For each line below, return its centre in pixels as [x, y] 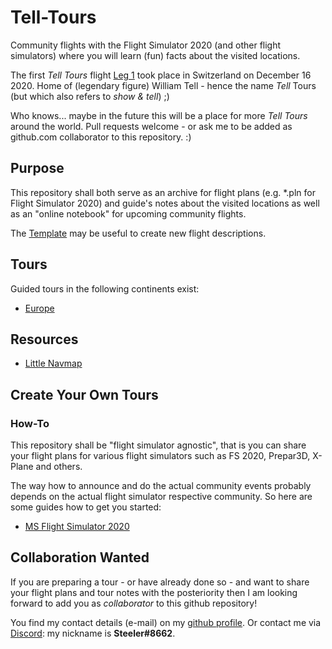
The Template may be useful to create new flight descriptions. [138, 233]
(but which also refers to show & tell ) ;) [90, 96]
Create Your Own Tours [84, 394]
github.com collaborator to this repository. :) [101, 137]
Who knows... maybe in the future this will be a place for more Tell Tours [159, 115]
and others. [59, 467]
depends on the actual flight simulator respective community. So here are [161, 497]
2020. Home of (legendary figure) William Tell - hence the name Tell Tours [163, 85]
